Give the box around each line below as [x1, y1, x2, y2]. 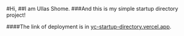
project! [6, 11, 26, 19]
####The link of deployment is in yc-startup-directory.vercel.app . [6, 23, 172, 30]
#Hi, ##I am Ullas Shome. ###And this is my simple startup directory [6, 5, 179, 12]
